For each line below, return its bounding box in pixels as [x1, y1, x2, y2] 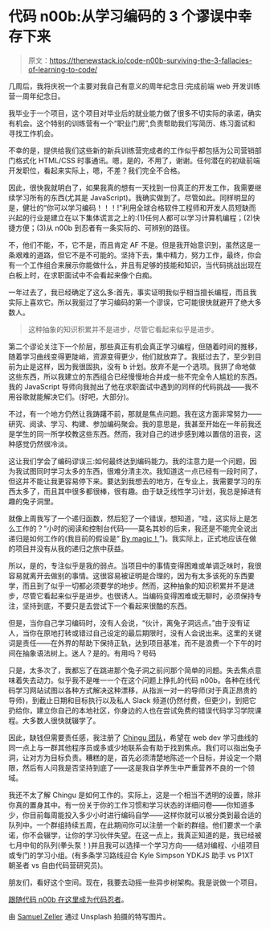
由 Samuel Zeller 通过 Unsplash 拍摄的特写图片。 [8, 911, 170, 921]
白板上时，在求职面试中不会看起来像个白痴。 [8, 270, 157, 280]
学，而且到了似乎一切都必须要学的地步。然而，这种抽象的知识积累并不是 [8, 581, 247, 590]
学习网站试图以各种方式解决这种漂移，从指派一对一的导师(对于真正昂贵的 [14, 685, 258, 695]
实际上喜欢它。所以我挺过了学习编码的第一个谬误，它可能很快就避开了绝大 [8, 297, 255, 306]
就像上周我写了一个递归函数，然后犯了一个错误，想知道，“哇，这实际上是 [8, 513, 252, 523]
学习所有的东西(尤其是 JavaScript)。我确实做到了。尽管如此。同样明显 [14, 192, 248, 202]
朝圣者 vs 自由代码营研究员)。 [8, 860, 108, 869]
